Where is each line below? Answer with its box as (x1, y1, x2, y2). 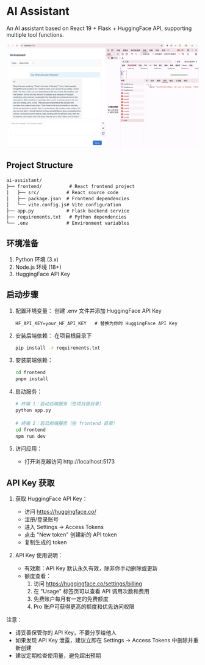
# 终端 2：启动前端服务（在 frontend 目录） (15, 420, 118, 426)
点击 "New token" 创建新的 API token (24, 531, 117, 538)
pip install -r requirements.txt (15, 345, 101, 351)
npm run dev (15, 433, 46, 439)
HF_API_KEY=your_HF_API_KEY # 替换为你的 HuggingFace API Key (15, 320, 178, 326)
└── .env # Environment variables (6, 220, 130, 226)
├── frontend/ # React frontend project (6, 183, 135, 189)
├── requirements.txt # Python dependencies (6, 214, 127, 220)
